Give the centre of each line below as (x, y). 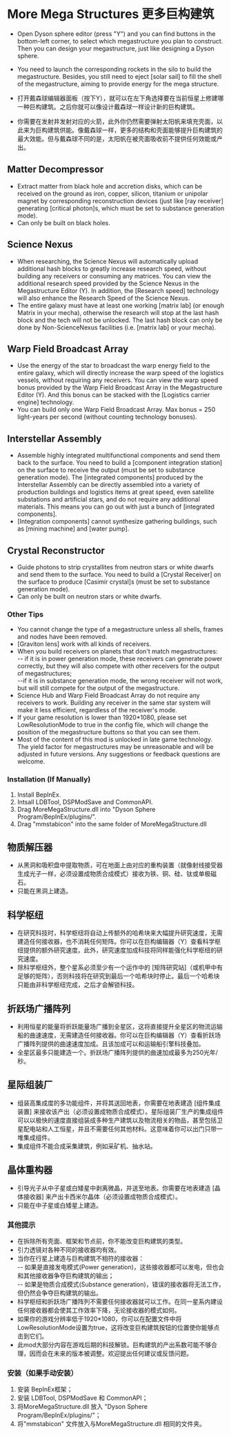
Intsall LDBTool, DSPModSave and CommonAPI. (85, 801)
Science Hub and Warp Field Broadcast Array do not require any (108, 696)
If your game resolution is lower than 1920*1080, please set (102, 717)
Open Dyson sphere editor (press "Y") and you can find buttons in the (116, 34)
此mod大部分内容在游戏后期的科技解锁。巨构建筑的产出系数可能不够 (114, 1344)
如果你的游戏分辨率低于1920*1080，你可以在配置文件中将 (99, 1319)
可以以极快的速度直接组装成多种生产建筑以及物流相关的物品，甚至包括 (117, 1120)
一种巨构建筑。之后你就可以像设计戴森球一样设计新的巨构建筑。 (108, 106)
